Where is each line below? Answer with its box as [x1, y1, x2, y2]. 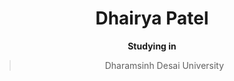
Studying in [127, 40, 177, 52]
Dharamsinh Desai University [104, 59, 225, 71]
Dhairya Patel [95, 7, 209, 30]
